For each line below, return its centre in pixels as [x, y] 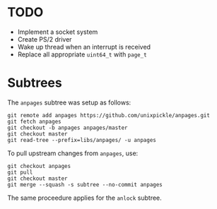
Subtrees [35, 83]
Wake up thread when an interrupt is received [84, 47]
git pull [20, 172]
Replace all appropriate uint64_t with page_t [82, 54]
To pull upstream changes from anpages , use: [73, 153]
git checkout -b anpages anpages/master [68, 128]
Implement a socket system [58, 32]
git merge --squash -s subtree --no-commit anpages [85, 184]
